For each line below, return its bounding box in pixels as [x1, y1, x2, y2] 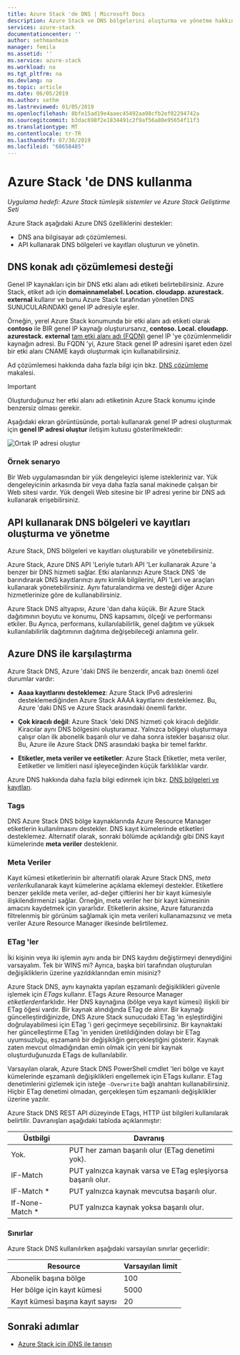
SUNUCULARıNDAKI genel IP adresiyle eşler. [7, 303, 139, 311]
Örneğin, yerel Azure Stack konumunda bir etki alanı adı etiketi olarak [7, 316, 211, 325]
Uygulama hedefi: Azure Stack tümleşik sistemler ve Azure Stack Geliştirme [7, 198, 231, 206]
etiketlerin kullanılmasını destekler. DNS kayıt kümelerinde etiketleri [7, 825, 205, 833]
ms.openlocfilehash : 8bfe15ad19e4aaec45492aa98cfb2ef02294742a [7, 110, 200, 117]
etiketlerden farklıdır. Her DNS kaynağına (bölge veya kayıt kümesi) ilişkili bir [7, 997, 230, 1006]
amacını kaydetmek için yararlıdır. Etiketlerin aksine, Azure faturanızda [7, 904, 214, 912]
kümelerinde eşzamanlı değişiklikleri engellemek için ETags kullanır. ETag [7, 1072, 223, 1080]
